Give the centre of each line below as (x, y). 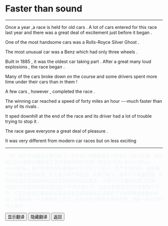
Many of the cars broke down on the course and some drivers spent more (81, 76)
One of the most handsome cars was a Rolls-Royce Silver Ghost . (72, 42)
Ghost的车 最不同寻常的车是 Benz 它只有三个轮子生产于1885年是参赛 (82, 168)
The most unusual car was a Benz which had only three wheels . (71, 52)
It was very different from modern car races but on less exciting (71, 141)
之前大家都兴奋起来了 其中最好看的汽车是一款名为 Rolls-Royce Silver (80, 162)
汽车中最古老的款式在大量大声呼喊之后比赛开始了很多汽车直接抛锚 (79, 174)
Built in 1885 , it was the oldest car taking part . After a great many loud (78, 61)
